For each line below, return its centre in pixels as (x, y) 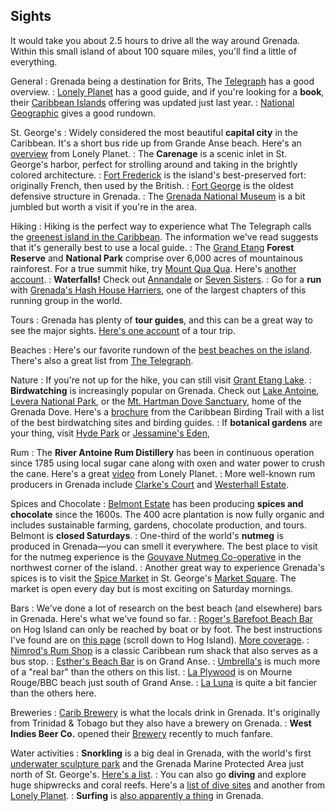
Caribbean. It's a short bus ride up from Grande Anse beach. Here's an (156, 143)
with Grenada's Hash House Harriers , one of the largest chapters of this (158, 290)
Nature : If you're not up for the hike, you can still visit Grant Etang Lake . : (161, 380)
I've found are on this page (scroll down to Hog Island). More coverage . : (160, 640)
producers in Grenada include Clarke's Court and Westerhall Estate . (150, 484)
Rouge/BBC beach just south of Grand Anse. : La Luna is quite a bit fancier (164, 682)
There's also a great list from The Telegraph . (102, 360)
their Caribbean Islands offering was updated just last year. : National (152, 102)
